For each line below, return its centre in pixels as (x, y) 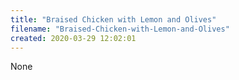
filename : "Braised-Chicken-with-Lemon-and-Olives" (120, 29)
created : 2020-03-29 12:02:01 (73, 38)
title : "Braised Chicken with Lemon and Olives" (113, 19)
